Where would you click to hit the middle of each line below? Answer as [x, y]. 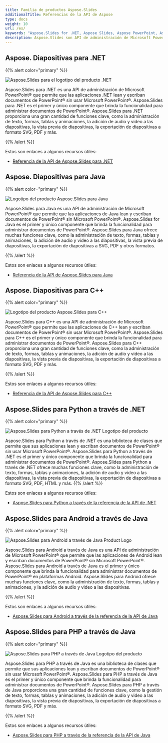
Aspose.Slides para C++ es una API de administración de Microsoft [74, 322]
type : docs [16, 19]
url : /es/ [15, 29]
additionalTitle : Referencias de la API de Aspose [59, 15]
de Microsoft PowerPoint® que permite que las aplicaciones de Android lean [84, 555]
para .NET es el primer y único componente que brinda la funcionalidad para [84, 105]
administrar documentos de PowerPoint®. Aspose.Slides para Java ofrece [81, 230]
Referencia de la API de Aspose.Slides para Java [62, 275]
